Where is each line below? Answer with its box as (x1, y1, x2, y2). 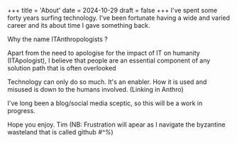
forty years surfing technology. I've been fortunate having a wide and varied (7, 14, 231, 22)
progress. (7, 107, 35, 115)
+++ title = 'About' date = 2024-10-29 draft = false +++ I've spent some (7, 6, 218, 14)
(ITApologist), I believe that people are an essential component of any (7, 56, 211, 65)
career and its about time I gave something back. (7, 21, 150, 29)
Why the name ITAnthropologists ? (7, 35, 109, 43)
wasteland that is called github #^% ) (7, 128, 114, 136)
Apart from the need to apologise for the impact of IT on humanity (7, 49, 200, 57)
